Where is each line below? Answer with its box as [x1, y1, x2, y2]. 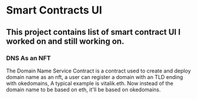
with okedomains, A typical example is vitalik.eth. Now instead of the [6, 80, 173, 87]
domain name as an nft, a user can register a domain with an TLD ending [6, 73, 183, 80]
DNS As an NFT [6, 54, 51, 62]
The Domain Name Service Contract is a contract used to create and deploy [6, 67, 191, 74]
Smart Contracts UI [6, 4, 102, 17]
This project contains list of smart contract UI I [6, 27, 181, 37]
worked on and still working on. [6, 36, 125, 46]
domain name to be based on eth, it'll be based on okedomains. [6, 86, 161, 93]
